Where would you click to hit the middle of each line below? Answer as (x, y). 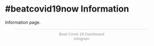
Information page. (23, 22)
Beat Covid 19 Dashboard (82, 34)
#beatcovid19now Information (67, 9)
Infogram (82, 38)
